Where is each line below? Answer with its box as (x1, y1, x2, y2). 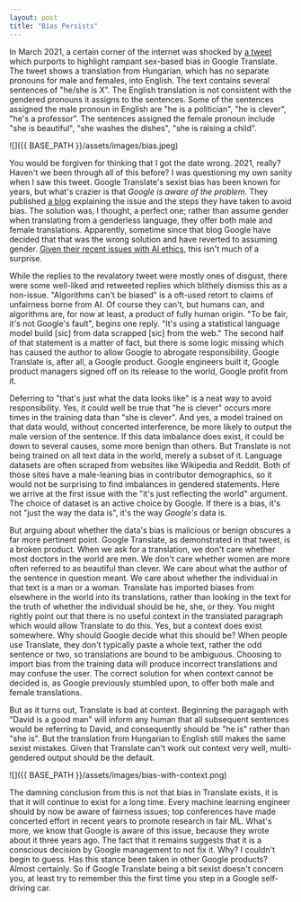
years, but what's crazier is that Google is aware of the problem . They (9, 186, 269, 197)
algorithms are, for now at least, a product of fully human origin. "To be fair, (9, 308, 288, 319)
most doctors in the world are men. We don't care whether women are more (9, 553, 290, 564)
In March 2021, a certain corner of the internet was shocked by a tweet (9, 46, 272, 57)
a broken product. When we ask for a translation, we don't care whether (9, 544, 276, 554)
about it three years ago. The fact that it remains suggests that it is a (9, 835, 262, 845)
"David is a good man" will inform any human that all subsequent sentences (9, 713, 289, 724)
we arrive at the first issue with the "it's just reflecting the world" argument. (9, 488, 288, 499)
